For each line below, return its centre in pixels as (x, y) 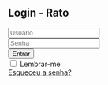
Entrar (21, 53)
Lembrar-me (40, 64)
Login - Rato (39, 13)
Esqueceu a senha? (40, 72)
